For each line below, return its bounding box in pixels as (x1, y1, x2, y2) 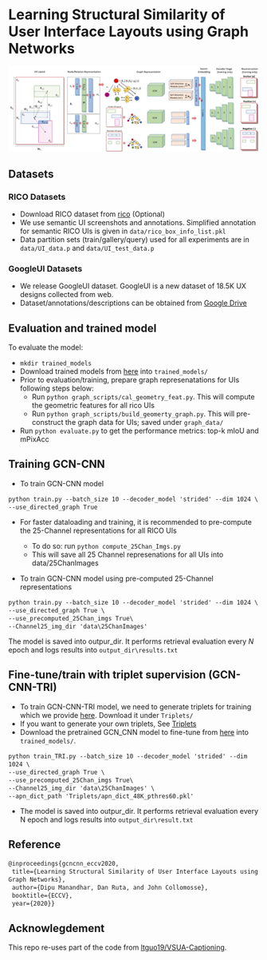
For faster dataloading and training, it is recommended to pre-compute (19, 517, 253, 526)
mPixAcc (19, 434, 49, 444)
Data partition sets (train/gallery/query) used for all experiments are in (19, 234, 249, 244)
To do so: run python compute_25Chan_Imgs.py (31, 541, 181, 550)
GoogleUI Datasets (8, 263, 83, 274)
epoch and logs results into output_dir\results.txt (8, 645, 178, 654)
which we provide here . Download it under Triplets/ (19, 710, 194, 720)
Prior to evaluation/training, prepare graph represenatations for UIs (19, 375, 240, 385)
